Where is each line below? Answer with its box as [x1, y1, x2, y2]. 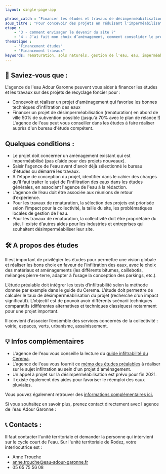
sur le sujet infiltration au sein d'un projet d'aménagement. [12, 366, 131, 372]
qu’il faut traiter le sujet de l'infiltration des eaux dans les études [12, 179, 143, 185]
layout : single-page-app [5, 7, 56, 12]
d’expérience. [12, 195, 41, 200]
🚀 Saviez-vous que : [5, 71, 68, 79]
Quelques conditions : [5, 139, 75, 148]
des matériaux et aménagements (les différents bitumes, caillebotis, [5, 267, 143, 273]
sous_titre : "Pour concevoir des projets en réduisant [5, 21, 123, 26]
